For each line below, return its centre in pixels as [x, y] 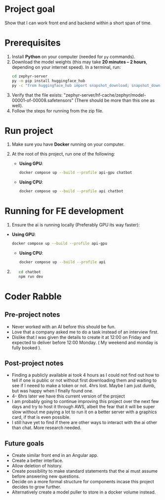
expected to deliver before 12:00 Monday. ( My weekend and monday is [85, 342]
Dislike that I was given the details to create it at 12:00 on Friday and [81, 337]
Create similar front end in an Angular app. [55, 455]
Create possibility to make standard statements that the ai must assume [84, 471]
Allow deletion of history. [37, 466]
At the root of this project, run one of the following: [63, 154]
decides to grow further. [36, 487]
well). [17, 106]
